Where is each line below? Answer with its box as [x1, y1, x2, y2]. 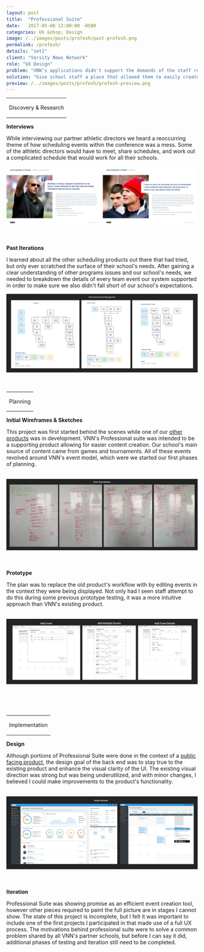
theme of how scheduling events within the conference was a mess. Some [6, 141, 192, 148]
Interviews [6, 123, 34, 130]
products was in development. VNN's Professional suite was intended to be [6, 434, 195, 442]
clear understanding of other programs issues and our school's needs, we [6, 269, 192, 276]
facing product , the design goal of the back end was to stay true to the [6, 758, 183, 766]
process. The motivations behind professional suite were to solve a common [6, 925, 197, 933]
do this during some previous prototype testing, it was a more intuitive [6, 594, 182, 601]
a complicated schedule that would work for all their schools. [6, 154, 159, 161]
